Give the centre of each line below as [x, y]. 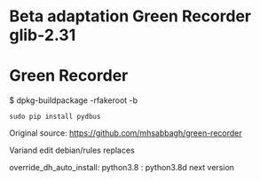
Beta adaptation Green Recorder [130, 16]
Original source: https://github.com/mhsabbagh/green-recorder [126, 133]
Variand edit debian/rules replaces [72, 150]
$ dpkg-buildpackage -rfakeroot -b [74, 100]
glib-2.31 [43, 35]
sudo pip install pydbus [55, 117]
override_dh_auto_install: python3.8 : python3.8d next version [122, 168]
